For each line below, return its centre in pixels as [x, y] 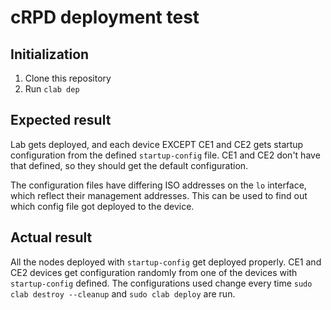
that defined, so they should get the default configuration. [129, 165]
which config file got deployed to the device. [102, 206]
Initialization [50, 54]
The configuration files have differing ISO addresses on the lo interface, [158, 185]
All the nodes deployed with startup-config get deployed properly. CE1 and [166, 262]
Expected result [61, 120]
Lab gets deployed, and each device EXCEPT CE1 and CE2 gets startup [157, 144]
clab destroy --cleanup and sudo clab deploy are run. [123, 293]
